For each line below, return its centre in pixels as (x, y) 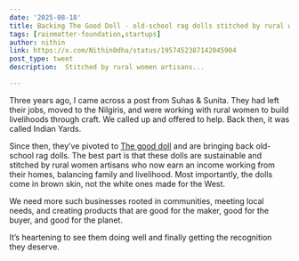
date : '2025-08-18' (45, 17)
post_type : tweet (41, 59)
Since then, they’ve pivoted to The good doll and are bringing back (132, 146)
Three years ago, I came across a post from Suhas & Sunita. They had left (144, 100)
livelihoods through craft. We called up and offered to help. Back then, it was (149, 119)
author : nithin (37, 42)
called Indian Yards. (45, 128)
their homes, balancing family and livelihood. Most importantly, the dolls (141, 174)
